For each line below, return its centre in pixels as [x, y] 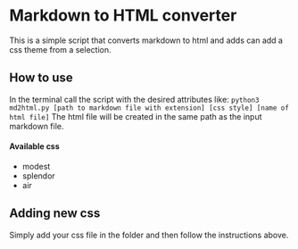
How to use [41, 78]
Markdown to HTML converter [123, 16]
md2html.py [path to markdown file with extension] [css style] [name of [149, 108]
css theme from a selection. [60, 49]
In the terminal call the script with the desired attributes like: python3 [134, 99]
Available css [34, 146]
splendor [38, 176]
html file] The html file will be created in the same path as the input [136, 116]
